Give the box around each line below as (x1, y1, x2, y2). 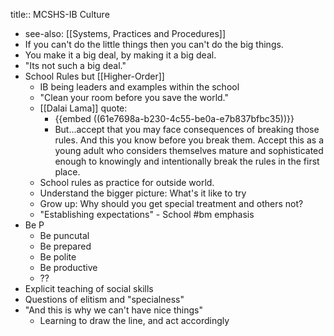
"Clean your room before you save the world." (39, 92, 230, 103)
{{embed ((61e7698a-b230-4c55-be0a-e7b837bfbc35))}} (54, 113, 295, 124)
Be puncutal (39, 230, 90, 241)
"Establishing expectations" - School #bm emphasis (39, 209, 255, 220)
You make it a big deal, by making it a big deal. (24, 49, 217, 61)
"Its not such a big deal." (24, 60, 127, 71)
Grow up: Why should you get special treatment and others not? (39, 198, 304, 209)
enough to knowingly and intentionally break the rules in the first (54, 155, 320, 167)
